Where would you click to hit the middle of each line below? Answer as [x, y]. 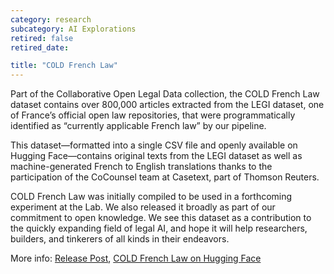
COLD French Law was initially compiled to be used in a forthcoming [151, 197]
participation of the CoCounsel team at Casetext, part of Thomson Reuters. [165, 177]
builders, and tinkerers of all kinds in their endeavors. [120, 239]
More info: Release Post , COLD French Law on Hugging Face [136, 258]
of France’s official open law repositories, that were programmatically [153, 115]
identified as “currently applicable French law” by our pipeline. [138, 126]
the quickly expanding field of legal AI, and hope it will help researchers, [159, 228]
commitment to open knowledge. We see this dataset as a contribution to [161, 218]
